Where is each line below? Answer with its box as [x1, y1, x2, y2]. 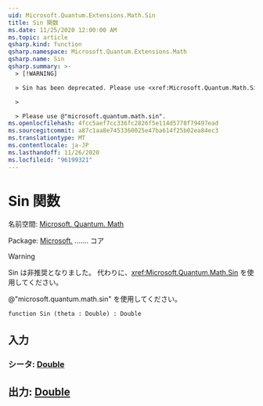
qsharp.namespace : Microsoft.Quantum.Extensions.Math [8, 48, 188, 56]
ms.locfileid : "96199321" [8, 156, 92, 164]
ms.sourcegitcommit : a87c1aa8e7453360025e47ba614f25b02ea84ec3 [8, 127, 219, 135]
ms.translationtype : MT [8, 134, 86, 142]
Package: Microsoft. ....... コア [8, 236, 104, 245]
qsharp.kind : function [8, 41, 82, 49]
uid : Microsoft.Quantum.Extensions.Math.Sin [8, 11, 156, 20]
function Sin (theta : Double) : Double [8, 310, 142, 318]
